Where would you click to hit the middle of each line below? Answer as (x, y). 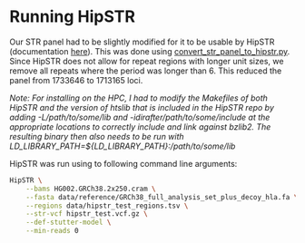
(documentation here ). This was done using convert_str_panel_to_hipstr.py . (150, 51)
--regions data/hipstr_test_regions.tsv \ (107, 206)
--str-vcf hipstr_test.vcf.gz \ (87, 214)
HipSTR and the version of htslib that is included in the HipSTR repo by (142, 107)
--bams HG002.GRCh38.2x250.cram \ (91, 189)
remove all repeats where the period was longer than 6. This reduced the (146, 71)
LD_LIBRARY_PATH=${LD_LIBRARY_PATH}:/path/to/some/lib (123, 146)
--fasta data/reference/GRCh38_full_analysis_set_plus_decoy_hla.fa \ (162, 197)
